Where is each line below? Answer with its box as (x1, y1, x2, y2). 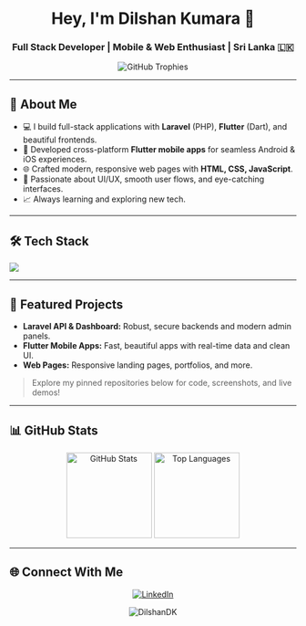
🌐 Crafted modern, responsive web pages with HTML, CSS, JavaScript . (22, 163, 293, 174)
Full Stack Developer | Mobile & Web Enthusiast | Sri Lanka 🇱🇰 (12, 41, 294, 54)
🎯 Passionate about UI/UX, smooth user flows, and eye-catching (22, 173, 265, 185)
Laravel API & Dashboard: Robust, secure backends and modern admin (22, 320, 291, 331)
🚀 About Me (9, 96, 77, 112)
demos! (31, 387, 61, 398)
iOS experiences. (22, 154, 87, 165)
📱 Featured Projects (9, 297, 124, 312)
